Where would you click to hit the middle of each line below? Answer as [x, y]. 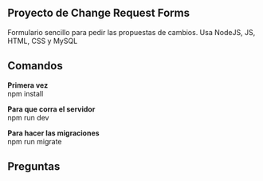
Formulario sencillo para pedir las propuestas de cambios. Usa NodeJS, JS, [131, 32]
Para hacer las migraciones [54, 133]
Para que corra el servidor [51, 109]
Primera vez [28, 85]
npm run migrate [35, 141]
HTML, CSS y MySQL [43, 41]
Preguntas [34, 167]
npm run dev [28, 117]
